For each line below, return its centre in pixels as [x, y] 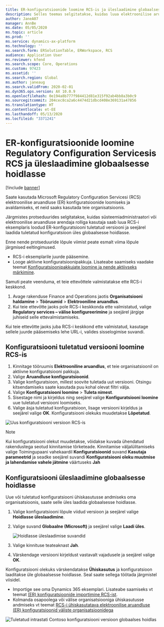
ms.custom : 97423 [23, 69]
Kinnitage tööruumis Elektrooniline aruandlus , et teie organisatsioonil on [85, 367]
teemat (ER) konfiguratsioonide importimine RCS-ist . [65, 595]
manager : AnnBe [21, 23]
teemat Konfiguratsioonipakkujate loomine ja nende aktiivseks [75, 267]
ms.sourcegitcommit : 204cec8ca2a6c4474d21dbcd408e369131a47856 [71, 101]
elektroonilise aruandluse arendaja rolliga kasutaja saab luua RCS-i [72, 222]
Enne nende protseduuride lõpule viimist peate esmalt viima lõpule [72, 242]
